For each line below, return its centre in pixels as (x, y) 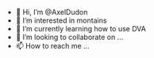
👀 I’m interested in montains (61, 20)
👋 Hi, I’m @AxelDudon (52, 12)
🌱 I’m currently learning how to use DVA (81, 29)
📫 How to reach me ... (52, 46)
